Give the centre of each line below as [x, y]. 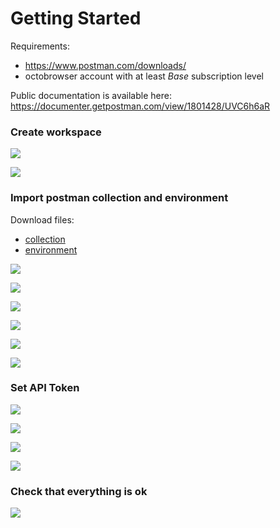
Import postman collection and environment [119, 198]
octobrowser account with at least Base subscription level [144, 76]
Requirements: [40, 46]
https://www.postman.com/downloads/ [105, 65]
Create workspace [56, 132]
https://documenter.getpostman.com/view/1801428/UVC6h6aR [140, 106]
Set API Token [45, 388]
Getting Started [76, 18]
